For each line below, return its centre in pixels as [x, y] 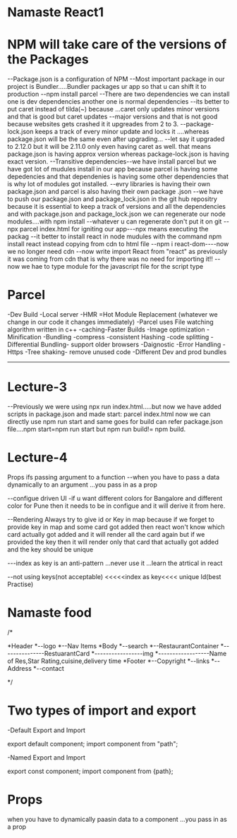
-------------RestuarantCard [49, 653]
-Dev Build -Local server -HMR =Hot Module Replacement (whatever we [113, 315]
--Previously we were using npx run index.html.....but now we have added [115, 407]
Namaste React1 [56, 12]
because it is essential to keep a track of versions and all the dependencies [116, 207]
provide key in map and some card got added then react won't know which [116, 527]
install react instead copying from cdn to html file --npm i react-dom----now [118, 244]
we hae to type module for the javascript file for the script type [112, 267]
